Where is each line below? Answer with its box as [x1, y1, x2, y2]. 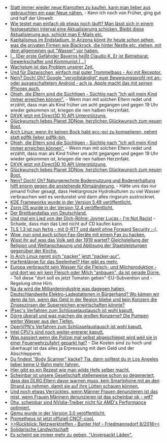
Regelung [10, 280, 30, 286]
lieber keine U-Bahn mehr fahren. [10, 362, 80, 367]
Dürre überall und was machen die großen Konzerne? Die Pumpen [10, 313, 149, 319]
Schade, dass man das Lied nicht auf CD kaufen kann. [10, 221, 123, 227]
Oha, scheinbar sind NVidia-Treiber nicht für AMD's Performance [10, 399, 146, 405]
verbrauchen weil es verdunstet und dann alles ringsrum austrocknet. [10, 193, 156, 200]
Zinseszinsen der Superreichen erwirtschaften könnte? [10, 302, 125, 308]
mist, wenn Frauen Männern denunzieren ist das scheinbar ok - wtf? [10, 394, 153, 400]
